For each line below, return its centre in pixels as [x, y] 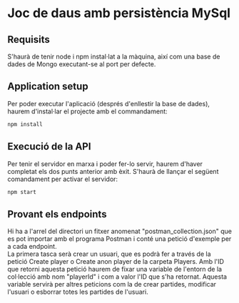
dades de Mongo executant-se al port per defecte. [82, 64]
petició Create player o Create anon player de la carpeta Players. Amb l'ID [116, 262]
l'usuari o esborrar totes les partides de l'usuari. [78, 292]
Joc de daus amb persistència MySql [119, 13]
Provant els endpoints [57, 214]
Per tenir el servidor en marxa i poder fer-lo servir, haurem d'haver [105, 164]
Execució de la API [49, 147]
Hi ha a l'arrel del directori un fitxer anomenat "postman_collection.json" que [119, 231]
